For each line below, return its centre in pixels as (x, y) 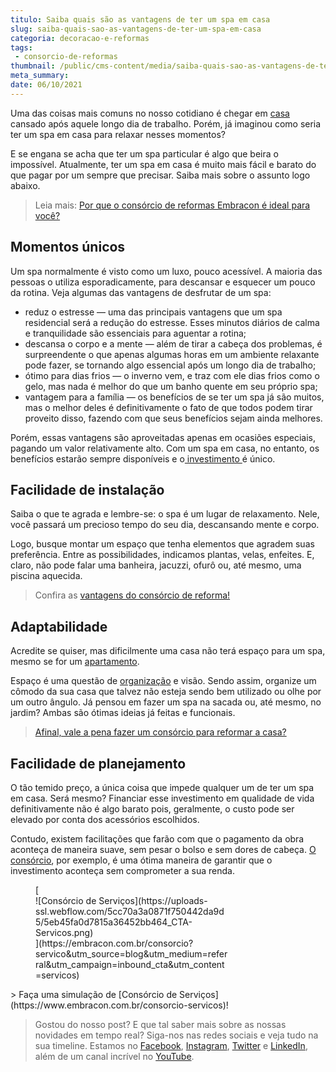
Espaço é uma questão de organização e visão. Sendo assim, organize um (163, 681)
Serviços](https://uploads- (153, 900)
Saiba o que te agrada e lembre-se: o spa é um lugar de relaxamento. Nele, (165, 514)
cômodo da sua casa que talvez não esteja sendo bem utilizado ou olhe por (166, 692)
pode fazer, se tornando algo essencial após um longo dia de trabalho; (170, 365)
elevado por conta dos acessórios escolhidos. (105, 819)
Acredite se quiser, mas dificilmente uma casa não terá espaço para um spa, (168, 651)
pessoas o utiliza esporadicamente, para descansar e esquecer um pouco (163, 282)
